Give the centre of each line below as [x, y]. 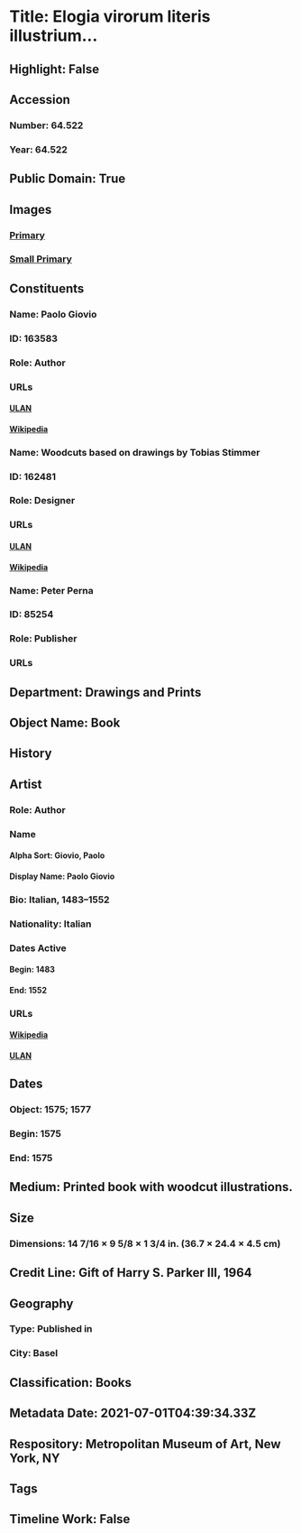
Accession [40, 100]
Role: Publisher [43, 639]
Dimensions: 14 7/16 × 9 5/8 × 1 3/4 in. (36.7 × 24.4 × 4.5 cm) [145, 1243]
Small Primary [41, 259]
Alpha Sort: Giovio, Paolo [57, 855]
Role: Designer [42, 501]
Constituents [47, 288]
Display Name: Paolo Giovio [62, 876]
